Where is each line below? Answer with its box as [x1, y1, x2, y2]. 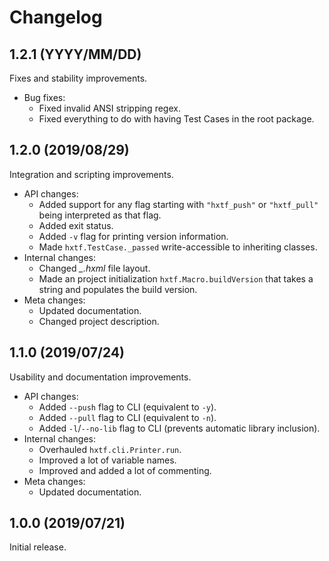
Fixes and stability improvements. [9, 72, 148, 84]
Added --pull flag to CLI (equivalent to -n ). [38, 411, 217, 423]
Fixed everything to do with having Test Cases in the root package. [38, 113, 315, 125]
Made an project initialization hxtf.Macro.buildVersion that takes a [38, 272, 314, 285]
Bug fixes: [23, 92, 66, 103]
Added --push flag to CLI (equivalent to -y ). [38, 401, 217, 413]
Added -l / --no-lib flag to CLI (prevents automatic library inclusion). [38, 422, 321, 434]
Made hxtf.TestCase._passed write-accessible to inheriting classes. [38, 241, 318, 253]
